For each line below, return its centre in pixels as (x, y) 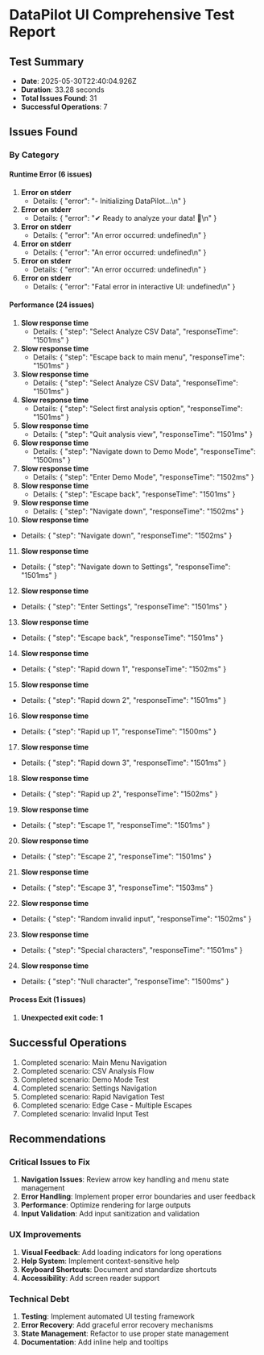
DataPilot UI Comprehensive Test (122, 15)
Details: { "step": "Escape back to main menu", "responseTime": (138, 357)
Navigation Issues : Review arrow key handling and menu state (125, 1179)
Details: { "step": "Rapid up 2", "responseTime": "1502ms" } (119, 794)
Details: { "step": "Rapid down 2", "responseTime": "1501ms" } (124, 700)
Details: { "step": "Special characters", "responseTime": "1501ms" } (132, 950)
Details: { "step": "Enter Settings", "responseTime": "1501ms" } (124, 606)
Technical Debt (39, 1299)
